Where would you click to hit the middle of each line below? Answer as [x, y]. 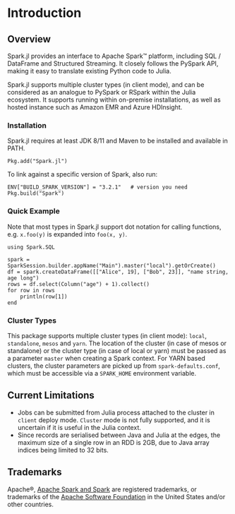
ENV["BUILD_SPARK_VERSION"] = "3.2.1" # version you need [98, 187]
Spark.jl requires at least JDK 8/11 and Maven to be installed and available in [117, 141]
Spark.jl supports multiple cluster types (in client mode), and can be [106, 85]
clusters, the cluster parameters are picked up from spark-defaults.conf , [114, 366]
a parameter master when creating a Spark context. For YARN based [107, 358]
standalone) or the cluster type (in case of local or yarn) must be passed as [117, 350]
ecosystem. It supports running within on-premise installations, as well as [114, 100]
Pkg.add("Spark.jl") [38, 161]
